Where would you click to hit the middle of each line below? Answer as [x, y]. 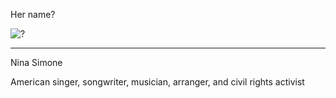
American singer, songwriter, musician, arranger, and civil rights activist [157, 82]
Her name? [33, 14]
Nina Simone [36, 62]
